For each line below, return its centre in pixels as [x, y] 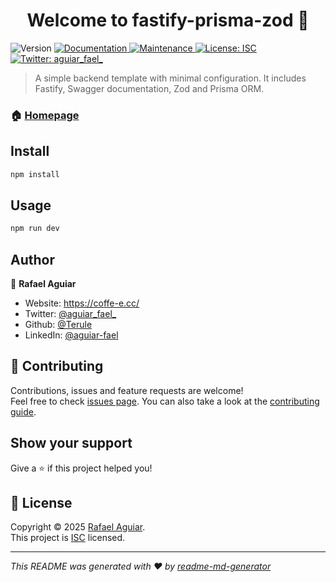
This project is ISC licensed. [68, 538]
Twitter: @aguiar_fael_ [70, 314]
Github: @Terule [58, 325]
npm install [35, 174]
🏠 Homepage [45, 115]
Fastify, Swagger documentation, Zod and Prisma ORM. [149, 88]
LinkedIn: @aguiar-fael [71, 335]
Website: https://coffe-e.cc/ [82, 303]
